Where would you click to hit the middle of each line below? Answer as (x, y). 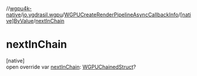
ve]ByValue (20, 21)
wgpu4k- (21, 8)
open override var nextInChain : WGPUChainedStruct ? (71, 67)
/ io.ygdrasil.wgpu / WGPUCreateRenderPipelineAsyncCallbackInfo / (100, 15)
